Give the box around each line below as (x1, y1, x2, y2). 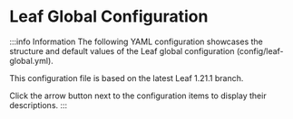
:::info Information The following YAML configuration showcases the (9, 36, 263, 47)
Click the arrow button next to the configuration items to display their (9, 90, 267, 101)
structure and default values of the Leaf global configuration (9, 45, 235, 56)
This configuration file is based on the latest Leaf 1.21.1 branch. (9, 72, 244, 83)
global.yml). (9, 55, 54, 66)
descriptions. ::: (9, 99, 68, 110)
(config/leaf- (236, 45, 284, 56)
